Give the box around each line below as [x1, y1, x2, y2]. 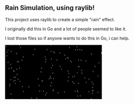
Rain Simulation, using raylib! [5, 4, 95, 12]
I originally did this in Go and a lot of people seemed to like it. [5, 26, 127, 32]
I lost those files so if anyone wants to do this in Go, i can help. [5, 35, 130, 41]
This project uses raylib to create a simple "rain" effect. [5, 16, 115, 22]
